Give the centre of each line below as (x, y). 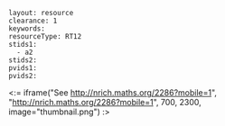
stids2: (23, 60)
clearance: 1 (33, 21)
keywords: (27, 29)
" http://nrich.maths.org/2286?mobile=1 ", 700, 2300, (105, 102)
